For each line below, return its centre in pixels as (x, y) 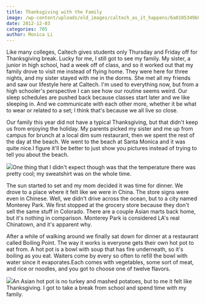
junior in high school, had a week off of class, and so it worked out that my (100, 65)
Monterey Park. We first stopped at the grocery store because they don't (98, 205)
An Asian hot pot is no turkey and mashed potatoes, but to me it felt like (102, 281)
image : (15, 18)
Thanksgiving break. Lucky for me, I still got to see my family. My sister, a (99, 59)
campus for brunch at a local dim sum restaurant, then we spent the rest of (101, 136)
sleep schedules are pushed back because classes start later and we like (98, 98)
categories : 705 (27, 29)
